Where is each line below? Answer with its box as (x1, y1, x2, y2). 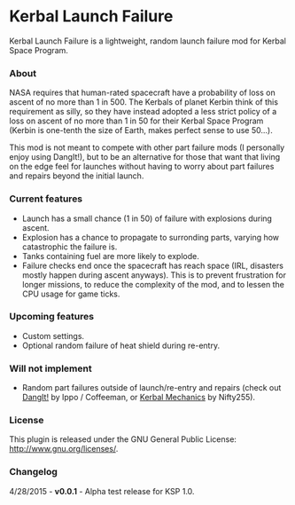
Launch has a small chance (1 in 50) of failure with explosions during (21, 213, 273, 224)
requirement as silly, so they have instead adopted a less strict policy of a (9, 107, 277, 117)
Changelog (9, 466, 58, 478)
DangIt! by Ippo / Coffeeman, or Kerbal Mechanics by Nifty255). (21, 392, 255, 403)
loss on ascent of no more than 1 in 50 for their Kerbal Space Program (9, 115, 264, 126)
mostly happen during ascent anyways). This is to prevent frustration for (21, 269, 286, 280)
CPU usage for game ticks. (21, 288, 120, 299)
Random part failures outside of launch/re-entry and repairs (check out (21, 383, 282, 393)
